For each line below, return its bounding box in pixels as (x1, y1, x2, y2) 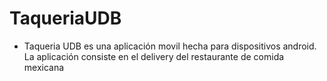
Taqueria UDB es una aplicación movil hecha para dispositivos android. (23, 40, 317, 52)
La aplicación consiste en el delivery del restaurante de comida (23, 50, 285, 62)
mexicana (23, 61, 65, 73)
